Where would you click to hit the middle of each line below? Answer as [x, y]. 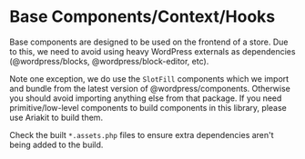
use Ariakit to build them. [56, 117]
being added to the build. [56, 144]
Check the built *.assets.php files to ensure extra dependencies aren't [142, 134]
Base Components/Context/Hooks [142, 17]
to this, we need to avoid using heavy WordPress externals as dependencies [152, 51]
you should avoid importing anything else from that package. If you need [146, 98]
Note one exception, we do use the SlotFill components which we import [149, 78]
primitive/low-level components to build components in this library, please [148, 107]
